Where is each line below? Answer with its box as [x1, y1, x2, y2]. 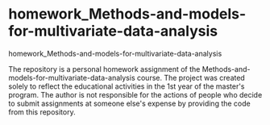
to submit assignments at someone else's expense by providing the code [8, 98, 251, 108]
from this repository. [8, 106, 76, 117]
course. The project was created [136, 73, 246, 82]
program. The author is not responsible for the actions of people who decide [8, 90, 263, 99]
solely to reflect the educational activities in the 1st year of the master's [8, 81, 245, 91]
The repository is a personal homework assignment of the [8, 64, 201, 73]
